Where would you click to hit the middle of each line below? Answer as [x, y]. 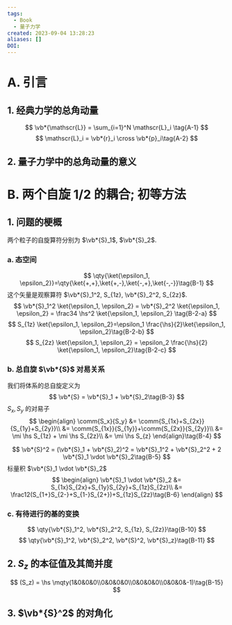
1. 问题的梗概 [35, 222]
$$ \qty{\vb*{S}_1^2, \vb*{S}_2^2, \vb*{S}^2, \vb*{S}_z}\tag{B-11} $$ [117, 540]
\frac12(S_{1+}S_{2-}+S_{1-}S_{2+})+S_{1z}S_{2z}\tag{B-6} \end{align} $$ [117, 494]
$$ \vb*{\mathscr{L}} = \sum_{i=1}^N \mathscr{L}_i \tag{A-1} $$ [117, 127]
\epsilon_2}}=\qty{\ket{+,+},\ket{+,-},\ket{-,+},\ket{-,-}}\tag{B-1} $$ [117, 283]
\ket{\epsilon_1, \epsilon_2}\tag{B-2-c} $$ [117, 350]
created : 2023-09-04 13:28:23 [51, 33]
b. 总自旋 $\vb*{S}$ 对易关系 [56, 369]
